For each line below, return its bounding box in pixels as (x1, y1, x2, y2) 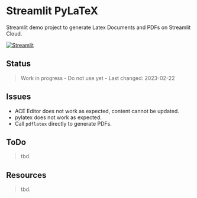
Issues (6, 92, 31, 102)
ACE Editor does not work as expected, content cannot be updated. (14, 107, 179, 114)
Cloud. (6, 30, 22, 37)
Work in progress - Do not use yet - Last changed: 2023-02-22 (20, 74, 175, 81)
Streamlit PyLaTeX (6, 4, 99, 18)
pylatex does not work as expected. (14, 114, 102, 121)
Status (6, 59, 31, 69)
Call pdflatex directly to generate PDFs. (14, 120, 112, 127)
